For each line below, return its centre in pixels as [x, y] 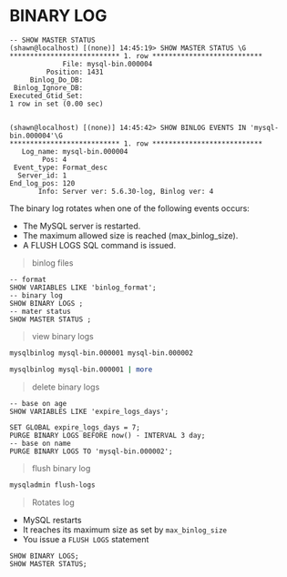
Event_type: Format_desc [60, 167]
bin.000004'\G [36, 136]
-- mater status [40, 311]
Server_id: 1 [42, 175]
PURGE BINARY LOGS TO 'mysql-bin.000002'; [91, 451]
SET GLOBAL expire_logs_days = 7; [75, 427]
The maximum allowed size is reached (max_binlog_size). [130, 235]
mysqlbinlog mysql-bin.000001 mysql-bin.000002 [102, 353]
